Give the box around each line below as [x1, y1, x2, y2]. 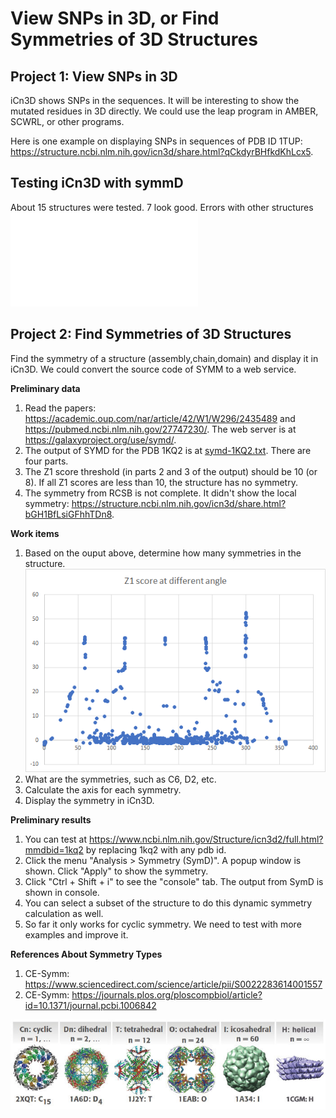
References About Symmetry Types [10, 948, 163, 960]
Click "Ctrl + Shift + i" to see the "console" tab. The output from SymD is [24, 875, 324, 887]
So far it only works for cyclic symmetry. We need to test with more [24, 918, 302, 930]
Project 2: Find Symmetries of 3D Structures [10, 326, 292, 343]
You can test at [24, 833, 87, 845]
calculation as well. [24, 907, 104, 919]
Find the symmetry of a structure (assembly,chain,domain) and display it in [10, 352, 319, 364]
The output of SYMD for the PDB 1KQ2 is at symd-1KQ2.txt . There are [24, 444, 312, 456]
